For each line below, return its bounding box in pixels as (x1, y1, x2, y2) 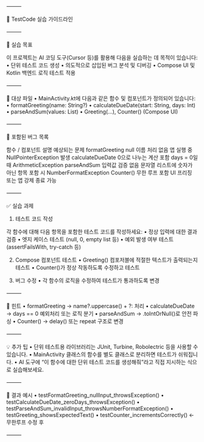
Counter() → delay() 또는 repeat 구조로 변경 (17, 318, 124, 325)
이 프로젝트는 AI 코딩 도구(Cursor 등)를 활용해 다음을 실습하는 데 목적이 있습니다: (6, 54, 198, 61)
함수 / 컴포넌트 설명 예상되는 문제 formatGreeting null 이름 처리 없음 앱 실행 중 (6, 146, 193, 153)
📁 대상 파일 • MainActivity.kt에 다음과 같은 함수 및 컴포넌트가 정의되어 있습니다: (6, 94, 196, 102)
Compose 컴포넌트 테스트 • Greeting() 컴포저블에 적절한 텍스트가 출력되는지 (15, 256, 198, 263)
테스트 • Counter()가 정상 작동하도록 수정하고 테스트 (15, 264, 140, 271)
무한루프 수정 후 (6, 419, 44, 426)
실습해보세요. (12, 366, 44, 373)
